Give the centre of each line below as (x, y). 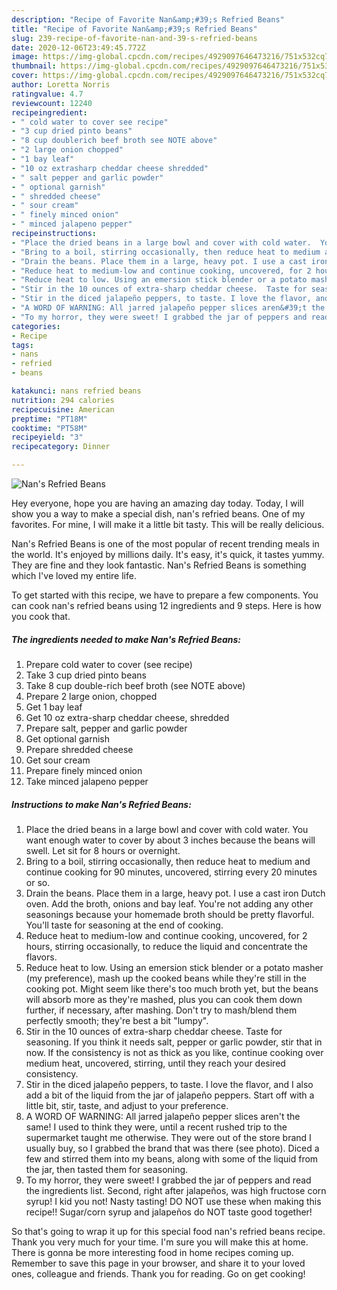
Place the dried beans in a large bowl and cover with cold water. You (167, 829)
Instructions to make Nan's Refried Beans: (101, 804)
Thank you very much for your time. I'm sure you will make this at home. (160, 1242)
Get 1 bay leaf (54, 707)
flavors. (41, 957)
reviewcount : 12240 (52, 103)
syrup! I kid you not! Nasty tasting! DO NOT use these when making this (173, 1201)
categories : (36, 326)
